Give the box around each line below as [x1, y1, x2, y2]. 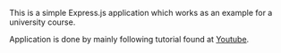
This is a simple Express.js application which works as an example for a [9, 8, 273, 18]
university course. [9, 17, 76, 27]
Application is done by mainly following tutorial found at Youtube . [9, 34, 250, 44]
